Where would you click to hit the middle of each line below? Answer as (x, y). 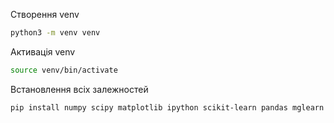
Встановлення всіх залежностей (79, 89)
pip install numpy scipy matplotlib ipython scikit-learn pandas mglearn (167, 107)
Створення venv (45, 14)
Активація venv (43, 51)
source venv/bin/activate (64, 70)
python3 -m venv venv (55, 33)
